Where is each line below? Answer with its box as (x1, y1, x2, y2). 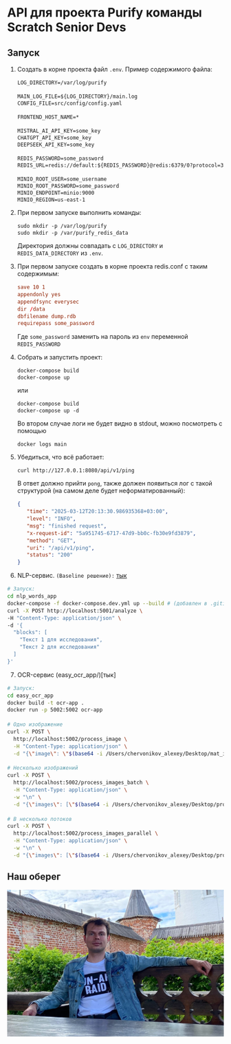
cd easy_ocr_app (7, 692, 54, 699)
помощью (16, 427, 47, 435)
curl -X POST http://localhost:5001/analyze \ (7, 607, 143, 614)
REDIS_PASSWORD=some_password (16, 155, 104, 162)
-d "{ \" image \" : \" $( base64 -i (13, 750, 103, 757)
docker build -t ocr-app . (7, 699, 85, 707)
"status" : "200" (26, 552, 74, 558)
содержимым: (16, 270, 60, 278)
